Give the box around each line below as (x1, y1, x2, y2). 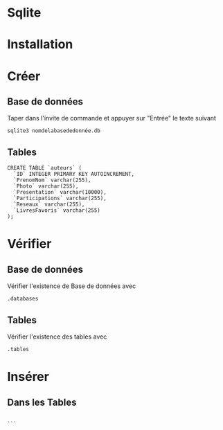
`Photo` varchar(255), (13, 183, 79, 190)
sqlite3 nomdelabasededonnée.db (7, 127, 100, 134)
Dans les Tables (7, 396, 77, 408)
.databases (7, 296, 39, 303)
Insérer (7, 369, 50, 385)
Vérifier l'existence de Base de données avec (7, 282, 136, 290)
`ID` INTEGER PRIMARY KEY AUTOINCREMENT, (13, 171, 135, 178)
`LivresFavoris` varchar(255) (13, 207, 100, 214)
